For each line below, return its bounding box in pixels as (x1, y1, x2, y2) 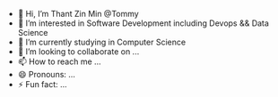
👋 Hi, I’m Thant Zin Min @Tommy (17, 9, 139, 19)
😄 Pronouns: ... (17, 69, 76, 79)
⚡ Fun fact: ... (17, 79, 67, 89)
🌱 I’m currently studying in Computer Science (17, 36, 187, 47)
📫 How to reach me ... (17, 56, 101, 67)
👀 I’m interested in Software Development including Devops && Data (17, 18, 269, 28)
